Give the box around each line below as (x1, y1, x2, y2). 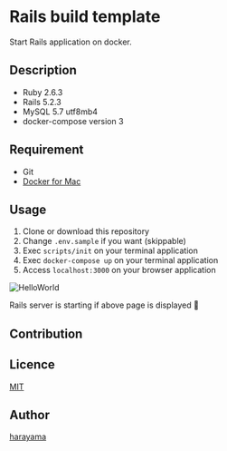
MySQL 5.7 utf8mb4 (22, 106, 98, 117)
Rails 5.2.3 (22, 96, 61, 107)
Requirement (9, 142, 84, 158)
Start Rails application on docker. (9, 36, 133, 47)
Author (9, 407, 50, 423)
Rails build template (9, 6, 161, 27)
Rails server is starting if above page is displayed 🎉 (9, 299, 199, 310)
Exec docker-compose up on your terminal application (22, 255, 219, 266)
